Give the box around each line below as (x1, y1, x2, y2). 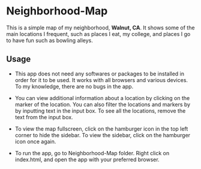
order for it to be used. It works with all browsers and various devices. (14, 76, 188, 83)
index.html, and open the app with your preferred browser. (14, 156, 160, 163)
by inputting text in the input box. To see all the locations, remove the (14, 107, 186, 114)
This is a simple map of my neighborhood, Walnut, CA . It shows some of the (6, 24, 195, 31)
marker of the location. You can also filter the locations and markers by (14, 101, 191, 108)
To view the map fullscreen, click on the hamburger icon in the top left (14, 125, 188, 132)
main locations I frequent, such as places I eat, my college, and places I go (6, 30, 191, 37)
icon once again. (14, 138, 56, 145)
